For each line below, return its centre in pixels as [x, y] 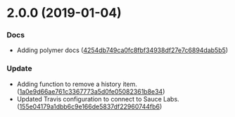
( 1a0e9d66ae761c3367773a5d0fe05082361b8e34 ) [91, 91]
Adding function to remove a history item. [77, 84]
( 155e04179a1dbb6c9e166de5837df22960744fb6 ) [89, 106]
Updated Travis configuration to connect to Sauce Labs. [98, 99]
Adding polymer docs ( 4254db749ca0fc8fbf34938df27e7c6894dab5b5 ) [122, 50]
